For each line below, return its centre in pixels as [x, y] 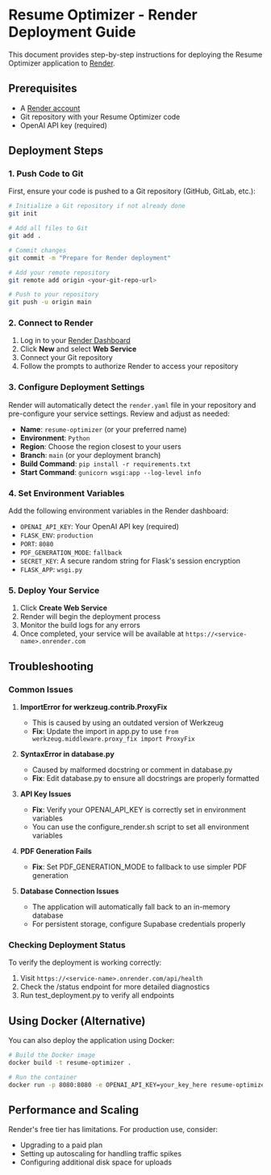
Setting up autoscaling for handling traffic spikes [101, 1154]
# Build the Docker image [52, 1055]
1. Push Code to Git [46, 174]
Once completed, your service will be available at [102, 634]
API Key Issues [46, 794]
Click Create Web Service [63, 608]
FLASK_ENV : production [56, 535]
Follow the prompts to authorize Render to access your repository [129, 367]
